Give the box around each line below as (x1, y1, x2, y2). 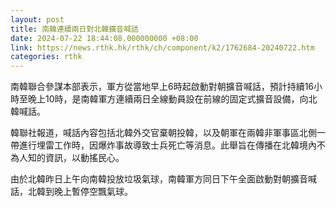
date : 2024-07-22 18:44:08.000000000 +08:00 (10, 33, 199, 43)
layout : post (10, 14, 65, 25)
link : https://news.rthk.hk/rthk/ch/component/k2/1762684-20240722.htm (10, 42, 315, 53)
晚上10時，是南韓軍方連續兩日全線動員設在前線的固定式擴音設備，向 (27, 93, 309, 105)
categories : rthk (10, 52, 83, 62)
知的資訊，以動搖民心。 (27, 152, 125, 164)
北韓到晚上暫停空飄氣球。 (27, 186, 133, 198)
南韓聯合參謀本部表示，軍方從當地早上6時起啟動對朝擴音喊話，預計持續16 (10, 81, 315, 93)
